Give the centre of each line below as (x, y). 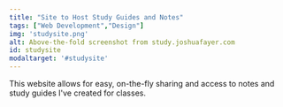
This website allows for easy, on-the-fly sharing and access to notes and (142, 84)
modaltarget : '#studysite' (59, 58)
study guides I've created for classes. (77, 93)
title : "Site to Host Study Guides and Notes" (96, 17)
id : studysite (35, 50)
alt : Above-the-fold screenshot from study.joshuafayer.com (122, 42)
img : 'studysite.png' (49, 34)
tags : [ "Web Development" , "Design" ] (76, 26)
